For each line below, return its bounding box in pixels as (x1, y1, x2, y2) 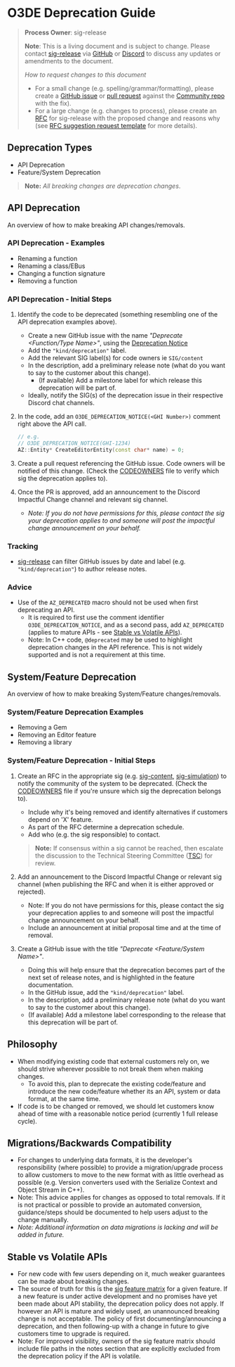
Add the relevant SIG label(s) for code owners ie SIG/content (27, 354, 203, 362)
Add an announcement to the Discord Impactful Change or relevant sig (17, 872, 222, 881)
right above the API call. (17, 420, 87, 428)
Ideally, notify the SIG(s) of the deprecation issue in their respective (27, 391, 223, 400)
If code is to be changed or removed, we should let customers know (17, 1102, 215, 1110)
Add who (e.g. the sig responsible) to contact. (27, 830, 161, 839)
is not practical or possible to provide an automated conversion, (17, 1201, 202, 1209)
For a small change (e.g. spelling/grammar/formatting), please (34, 84, 214, 92)
